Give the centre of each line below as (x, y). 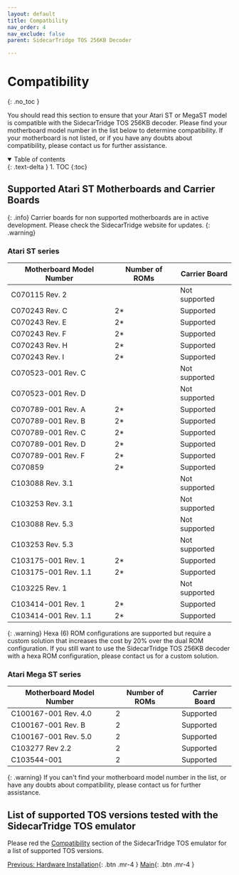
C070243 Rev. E (39, 322)
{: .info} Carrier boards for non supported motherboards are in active (108, 217)
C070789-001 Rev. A (48, 410)
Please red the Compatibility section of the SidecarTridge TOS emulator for (117, 843)
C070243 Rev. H (39, 346)
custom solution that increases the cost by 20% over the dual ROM (106, 641)
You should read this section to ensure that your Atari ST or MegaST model (117, 115)
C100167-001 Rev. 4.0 (52, 714)
